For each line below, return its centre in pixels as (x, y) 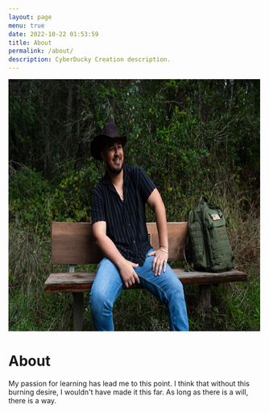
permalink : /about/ (41, 51)
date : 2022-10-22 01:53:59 (54, 34)
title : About (30, 43)
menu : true (27, 25)
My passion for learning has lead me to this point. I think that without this (129, 383)
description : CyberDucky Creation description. (90, 60)
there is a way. (33, 400)
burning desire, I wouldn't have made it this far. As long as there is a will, (128, 392)
